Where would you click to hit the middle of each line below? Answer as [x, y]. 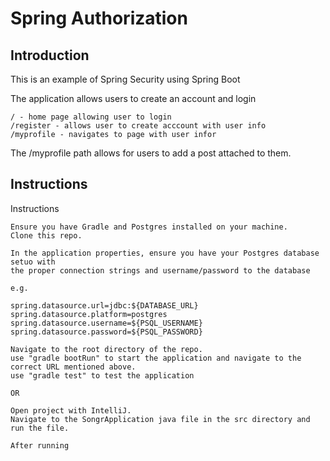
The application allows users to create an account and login [133, 98]
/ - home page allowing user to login [91, 117]
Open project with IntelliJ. [71, 410]
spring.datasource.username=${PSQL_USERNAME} [106, 323]
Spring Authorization [99, 18]
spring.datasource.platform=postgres [89, 314]
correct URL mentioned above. [73, 367]
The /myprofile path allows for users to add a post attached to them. [151, 153]
